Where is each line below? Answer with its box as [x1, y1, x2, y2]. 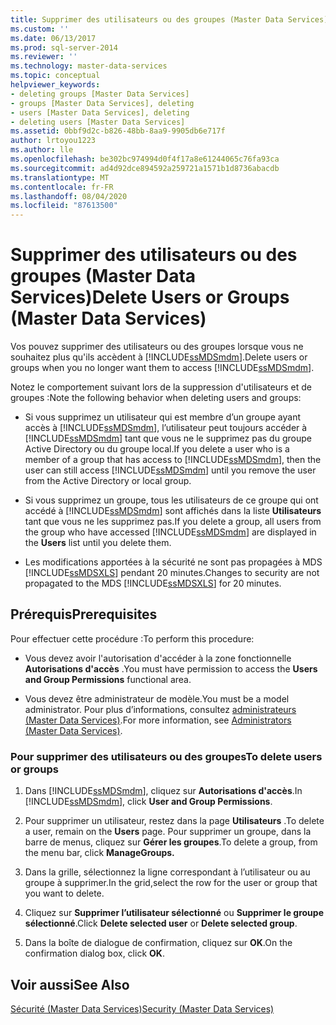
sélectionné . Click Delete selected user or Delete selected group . [24, 917, 298, 930]
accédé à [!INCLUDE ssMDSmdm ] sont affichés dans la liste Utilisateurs [24, 505, 322, 517]
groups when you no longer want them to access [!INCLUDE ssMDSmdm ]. [10, 362, 315, 374]
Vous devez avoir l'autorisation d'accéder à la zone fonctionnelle [24, 652, 292, 664]
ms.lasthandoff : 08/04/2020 [10, 191, 128, 201]
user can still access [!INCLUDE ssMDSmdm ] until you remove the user [24, 464, 317, 476]
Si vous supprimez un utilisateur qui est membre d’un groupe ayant [24, 411, 302, 423]
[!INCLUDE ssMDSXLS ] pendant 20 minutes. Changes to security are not [24, 567, 320, 579]
